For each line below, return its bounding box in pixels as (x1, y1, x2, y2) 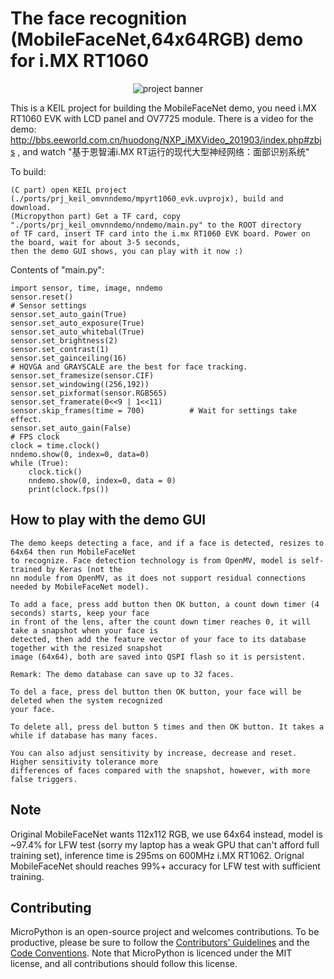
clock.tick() (28, 467, 83, 477)
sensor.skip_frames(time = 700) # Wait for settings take (10, 405, 298, 416)
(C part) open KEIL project (10, 185, 128, 195)
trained (10, 564, 43, 574)
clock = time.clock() (10, 440, 101, 451)
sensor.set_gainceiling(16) (10, 353, 128, 363)
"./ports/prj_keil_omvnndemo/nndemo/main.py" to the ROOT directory (10, 220, 302, 230)
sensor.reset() (10, 292, 74, 302)
